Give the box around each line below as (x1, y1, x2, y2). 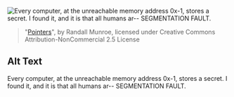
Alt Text (7, 56, 42, 67)
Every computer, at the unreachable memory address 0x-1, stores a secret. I (7, 74, 228, 82)
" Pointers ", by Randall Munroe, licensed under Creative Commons (24, 28, 216, 36)
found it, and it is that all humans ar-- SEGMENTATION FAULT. (7, 82, 186, 90)
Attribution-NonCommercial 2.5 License (24, 35, 141, 44)
